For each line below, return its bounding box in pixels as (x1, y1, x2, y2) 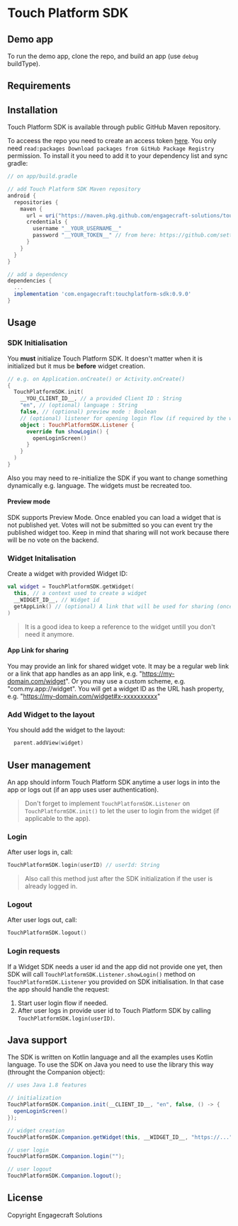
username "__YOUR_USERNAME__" (33, 225, 122, 232)
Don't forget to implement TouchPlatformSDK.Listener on (24, 799, 191, 807)
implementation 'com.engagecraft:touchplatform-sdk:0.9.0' (13, 290, 192, 298)
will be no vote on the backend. (7, 536, 99, 545)
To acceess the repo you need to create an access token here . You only (7, 137, 217, 145)
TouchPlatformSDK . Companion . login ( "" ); (7, 1153, 125, 1160)
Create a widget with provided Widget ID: (7, 569, 128, 578)
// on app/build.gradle (7, 173, 78, 180)
